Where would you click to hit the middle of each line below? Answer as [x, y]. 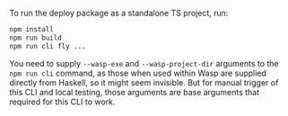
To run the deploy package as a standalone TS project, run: [119, 13]
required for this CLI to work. [62, 102]
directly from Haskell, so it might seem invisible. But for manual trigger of [144, 82]
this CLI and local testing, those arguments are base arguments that [135, 92]
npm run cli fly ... [48, 46]
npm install [31, 30]
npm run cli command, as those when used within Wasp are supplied [138, 73]
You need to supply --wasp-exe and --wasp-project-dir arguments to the [144, 63]
